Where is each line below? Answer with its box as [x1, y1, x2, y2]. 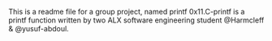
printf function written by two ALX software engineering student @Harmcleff [8, 15, 265, 25]
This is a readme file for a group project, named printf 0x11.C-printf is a [8, 7, 245, 16]
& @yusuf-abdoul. [8, 24, 69, 33]
